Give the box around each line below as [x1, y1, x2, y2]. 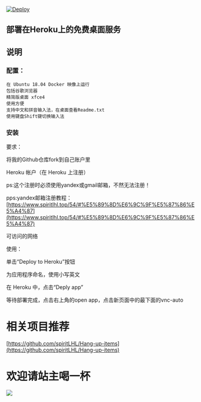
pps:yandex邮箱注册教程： [6, 194, 72, 201]
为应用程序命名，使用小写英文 [6, 271, 80, 278]
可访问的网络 [6, 233, 38, 240]
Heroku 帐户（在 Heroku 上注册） [6, 169, 89, 176]
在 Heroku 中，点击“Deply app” [6, 284, 83, 291]
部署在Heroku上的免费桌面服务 [6, 25, 121, 35]
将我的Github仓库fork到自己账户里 [6, 156, 91, 163]
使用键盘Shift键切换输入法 [6, 114, 65, 120]
